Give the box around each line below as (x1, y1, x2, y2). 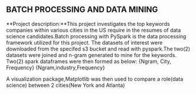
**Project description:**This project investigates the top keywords (6, 20, 170, 27)
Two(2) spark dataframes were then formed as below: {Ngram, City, (6, 58, 171, 65)
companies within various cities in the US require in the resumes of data (6, 26, 181, 33)
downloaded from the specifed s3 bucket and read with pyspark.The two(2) (6, 45, 191, 52)
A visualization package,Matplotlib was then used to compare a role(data (6, 75, 184, 82)
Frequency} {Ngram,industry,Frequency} (6, 64, 105, 71)
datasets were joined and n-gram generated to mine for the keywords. (6, 51, 177, 58)
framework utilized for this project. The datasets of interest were (6, 39, 163, 46)
